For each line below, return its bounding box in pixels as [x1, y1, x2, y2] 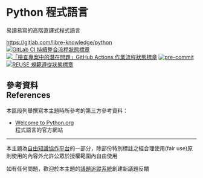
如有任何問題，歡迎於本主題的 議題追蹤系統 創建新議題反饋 [6, 165, 149, 172]
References [6, 90, 51, 100]
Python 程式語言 [6, 5, 89, 19]
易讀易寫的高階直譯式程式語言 [6, 27, 80, 34]
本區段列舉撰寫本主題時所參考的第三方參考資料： [6, 107, 128, 114]
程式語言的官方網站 [14, 126, 63, 133]
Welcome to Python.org [14, 119, 74, 126]
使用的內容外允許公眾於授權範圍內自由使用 [11, 152, 118, 159]
